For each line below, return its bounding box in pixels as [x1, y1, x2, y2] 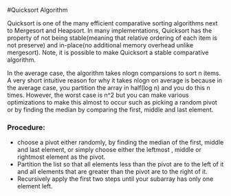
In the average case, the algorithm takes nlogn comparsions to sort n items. [7, 69, 221, 77]
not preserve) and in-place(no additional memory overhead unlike [7, 41, 194, 49]
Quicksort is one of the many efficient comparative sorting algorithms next [7, 19, 218, 27]
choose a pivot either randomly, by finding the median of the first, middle [16, 138, 224, 146]
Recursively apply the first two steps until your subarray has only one [16, 175, 214, 183]
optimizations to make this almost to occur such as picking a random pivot [7, 98, 218, 106]
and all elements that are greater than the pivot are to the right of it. [16, 168, 208, 176]
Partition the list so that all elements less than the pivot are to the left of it [16, 160, 224, 168]
